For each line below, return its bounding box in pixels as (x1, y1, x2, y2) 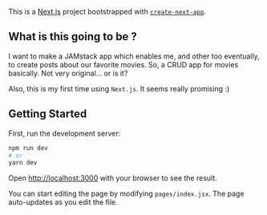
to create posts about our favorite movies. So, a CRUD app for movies (8, 59, 239, 69)
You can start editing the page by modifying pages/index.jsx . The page (8, 189, 245, 199)
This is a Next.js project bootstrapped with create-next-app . (8, 7, 207, 16)
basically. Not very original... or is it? (8, 68, 128, 78)
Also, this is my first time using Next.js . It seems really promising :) (8, 83, 230, 93)
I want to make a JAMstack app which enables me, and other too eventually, (8, 51, 261, 61)
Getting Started (8, 107, 87, 121)
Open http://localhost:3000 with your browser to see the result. (8, 173, 218, 183)
